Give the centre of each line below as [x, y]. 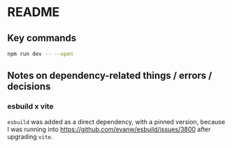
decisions [29, 87]
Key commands [42, 38]
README [34, 12]
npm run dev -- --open [40, 54]
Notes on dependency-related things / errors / [110, 76]
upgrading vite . [30, 136]
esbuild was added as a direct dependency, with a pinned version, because [116, 121]
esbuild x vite [30, 107]
